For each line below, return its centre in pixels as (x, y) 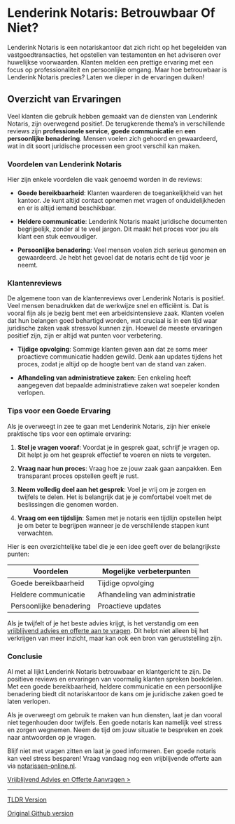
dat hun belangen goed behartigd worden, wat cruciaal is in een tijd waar (113, 321)
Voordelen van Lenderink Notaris (65, 164)
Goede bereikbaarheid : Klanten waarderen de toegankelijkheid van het (120, 193)
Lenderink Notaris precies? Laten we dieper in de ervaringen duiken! (106, 77)
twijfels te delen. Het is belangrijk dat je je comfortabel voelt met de (114, 497)
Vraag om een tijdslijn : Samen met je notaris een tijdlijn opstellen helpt (120, 518)
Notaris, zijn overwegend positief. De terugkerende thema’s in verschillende (116, 124)
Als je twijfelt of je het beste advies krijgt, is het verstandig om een (103, 623)
